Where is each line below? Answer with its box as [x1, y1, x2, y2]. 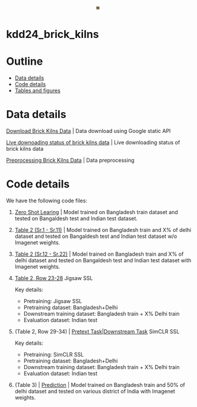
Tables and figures [14, 87, 61, 94]
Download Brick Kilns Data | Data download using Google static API [6, 128, 171, 135]
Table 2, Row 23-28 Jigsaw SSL [14, 275, 93, 281]
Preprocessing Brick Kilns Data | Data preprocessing [6, 157, 135, 164]
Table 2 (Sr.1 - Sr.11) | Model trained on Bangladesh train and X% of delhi [14, 227, 192, 233]
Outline [6, 55, 43, 68]
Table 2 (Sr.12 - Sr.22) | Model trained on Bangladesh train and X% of [14, 250, 184, 257]
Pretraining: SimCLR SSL [23, 351, 84, 358]
